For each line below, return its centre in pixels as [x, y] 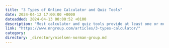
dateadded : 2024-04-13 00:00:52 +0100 [46, 19]
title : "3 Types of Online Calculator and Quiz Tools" [64, 10]
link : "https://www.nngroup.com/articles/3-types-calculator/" [73, 28]
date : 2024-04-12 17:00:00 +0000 [40, 14]
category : [16, 33]
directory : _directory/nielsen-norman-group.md [56, 38]
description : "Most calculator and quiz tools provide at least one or [82, 24]
